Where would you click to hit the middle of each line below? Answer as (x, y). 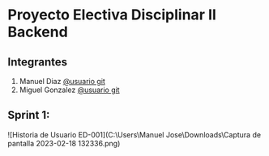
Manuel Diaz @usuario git (62, 81)
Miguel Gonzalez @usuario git (69, 90)
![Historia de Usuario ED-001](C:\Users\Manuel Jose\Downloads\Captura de (134, 134)
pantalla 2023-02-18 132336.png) (64, 143)
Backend (38, 32)
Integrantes (38, 62)
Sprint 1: (29, 115)
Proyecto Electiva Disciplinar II (112, 15)
